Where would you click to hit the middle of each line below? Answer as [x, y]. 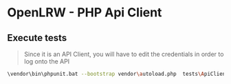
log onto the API [47, 61]
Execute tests [37, 38]
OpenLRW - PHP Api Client [85, 13]
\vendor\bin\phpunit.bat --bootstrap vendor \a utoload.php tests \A [106, 74]
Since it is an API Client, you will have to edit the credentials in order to [124, 54]
